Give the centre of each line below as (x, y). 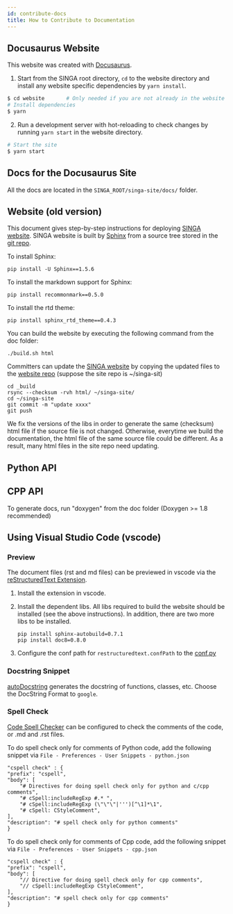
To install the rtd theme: (41, 308)
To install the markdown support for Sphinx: (70, 282)
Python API (32, 467)
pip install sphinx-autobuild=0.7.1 (70, 634)
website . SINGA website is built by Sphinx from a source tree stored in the (113, 236)
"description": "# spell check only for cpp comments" (88, 898)
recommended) (29, 516)
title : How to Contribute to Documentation (71, 20)
